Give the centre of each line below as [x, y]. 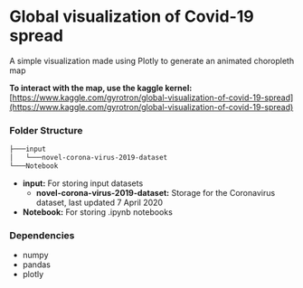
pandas [37, 265]
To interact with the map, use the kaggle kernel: [101, 88]
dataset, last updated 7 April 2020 [99, 202]
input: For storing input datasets [83, 183]
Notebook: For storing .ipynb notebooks [98, 212]
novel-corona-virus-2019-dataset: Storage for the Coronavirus [156, 192]
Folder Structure [46, 130]
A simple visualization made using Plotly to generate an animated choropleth [152, 60]
